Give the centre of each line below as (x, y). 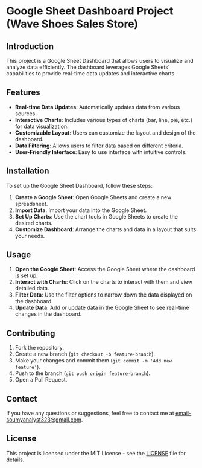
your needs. (30, 236)
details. (15, 460)
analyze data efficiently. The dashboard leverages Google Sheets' (88, 67)
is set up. (26, 275)
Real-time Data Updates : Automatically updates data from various (97, 107)
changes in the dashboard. (48, 314)
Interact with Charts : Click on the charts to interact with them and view (104, 282)
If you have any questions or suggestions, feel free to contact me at (90, 413)
